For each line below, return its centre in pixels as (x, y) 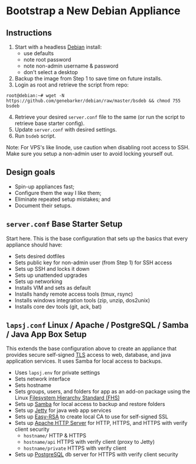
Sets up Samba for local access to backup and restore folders (90, 404)
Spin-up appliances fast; (45, 186)
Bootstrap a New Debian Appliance (94, 11)
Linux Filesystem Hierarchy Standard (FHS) (67, 398)
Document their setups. (43, 205)
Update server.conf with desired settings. (66, 129)
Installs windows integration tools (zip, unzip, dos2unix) (82, 300)
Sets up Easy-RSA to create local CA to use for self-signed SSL (91, 417)
